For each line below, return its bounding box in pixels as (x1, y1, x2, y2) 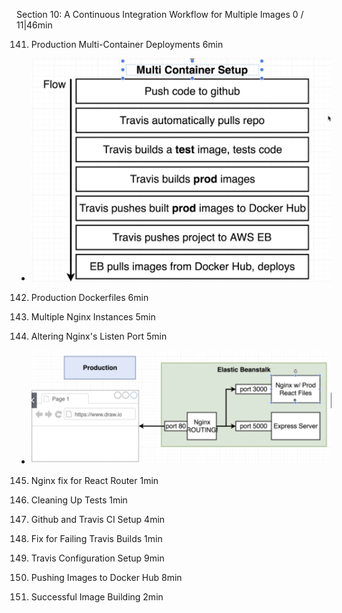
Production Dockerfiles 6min (30, 292, 149, 304)
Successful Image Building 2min (30, 591, 164, 603)
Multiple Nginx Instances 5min (30, 311, 156, 323)
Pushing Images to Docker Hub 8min (30, 572, 183, 584)
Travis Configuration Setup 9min (30, 552, 165, 564)
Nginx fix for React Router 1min (30, 475, 159, 487)
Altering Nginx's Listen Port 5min (30, 330, 168, 343)
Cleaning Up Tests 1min (30, 494, 128, 506)
